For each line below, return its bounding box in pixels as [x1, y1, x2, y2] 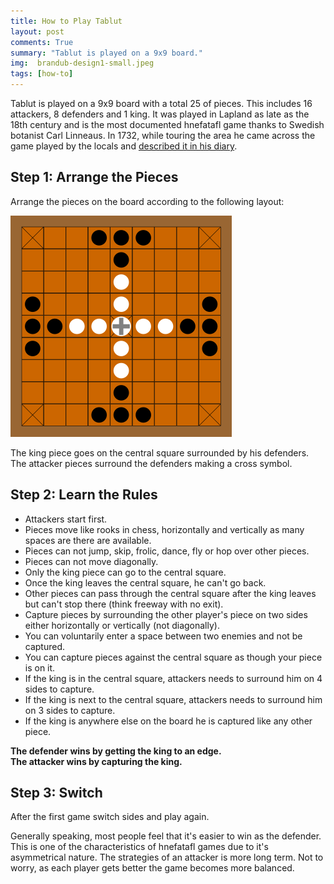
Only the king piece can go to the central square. [24, 566, 227, 578]
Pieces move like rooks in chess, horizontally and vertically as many [24, 523, 305, 535]
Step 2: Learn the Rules [10, 486, 158, 504]
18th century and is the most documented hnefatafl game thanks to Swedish [10, 119, 325, 130]
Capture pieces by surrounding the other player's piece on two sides [24, 608, 308, 620]
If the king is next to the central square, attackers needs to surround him [24, 693, 323, 705]
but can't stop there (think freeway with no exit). [24, 598, 224, 610]
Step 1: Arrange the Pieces [10, 169, 179, 186]
